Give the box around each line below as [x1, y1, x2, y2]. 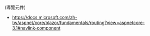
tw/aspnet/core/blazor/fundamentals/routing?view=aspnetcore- [12, 19, 145, 25]
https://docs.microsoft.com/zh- [12, 14, 78, 20]
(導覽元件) [5, 4, 26, 10]
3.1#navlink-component [12, 25, 61, 31]
